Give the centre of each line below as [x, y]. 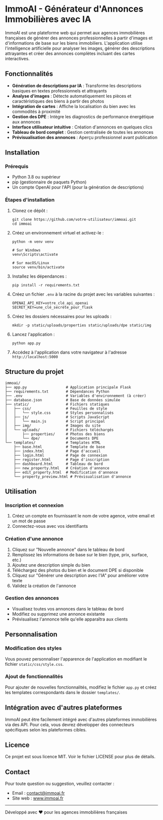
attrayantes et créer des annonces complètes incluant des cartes [70, 53]
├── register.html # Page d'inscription [62, 460]
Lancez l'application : [33, 334]
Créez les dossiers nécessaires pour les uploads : [62, 316]
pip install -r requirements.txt [46, 285]
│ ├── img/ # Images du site [53, 426]
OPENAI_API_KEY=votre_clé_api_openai [50, 303]
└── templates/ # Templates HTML [53, 443]
